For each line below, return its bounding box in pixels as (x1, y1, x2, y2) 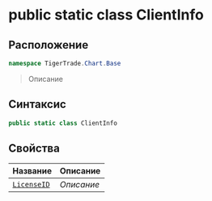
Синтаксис (8, 97, 66, 111)
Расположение (8, 38, 89, 52)
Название (12, 165, 53, 177)
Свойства (8, 141, 61, 155)
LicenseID (12, 180, 50, 190)
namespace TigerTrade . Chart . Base (8, 59, 121, 67)
